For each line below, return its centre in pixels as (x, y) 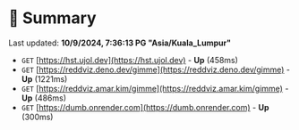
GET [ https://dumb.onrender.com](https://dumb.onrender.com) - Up (145, 107)
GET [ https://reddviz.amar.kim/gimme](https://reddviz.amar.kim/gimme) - (155, 88)
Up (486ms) (44, 98)
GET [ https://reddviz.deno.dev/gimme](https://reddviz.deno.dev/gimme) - (156, 69)
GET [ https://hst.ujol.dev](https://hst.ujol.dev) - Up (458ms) (130, 60)
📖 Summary (52, 18)
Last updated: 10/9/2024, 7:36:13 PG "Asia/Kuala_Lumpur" (120, 43)
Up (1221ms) (44, 78)
